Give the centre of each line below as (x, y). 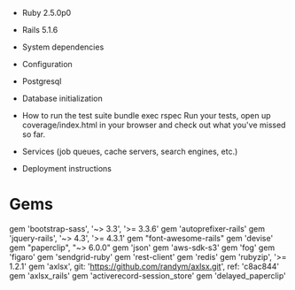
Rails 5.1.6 (40, 30)
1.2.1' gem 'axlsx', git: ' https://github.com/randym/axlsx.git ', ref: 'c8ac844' (144, 266)
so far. (34, 134)
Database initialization (62, 98)
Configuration (47, 64)
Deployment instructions (67, 168)
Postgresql (42, 81)
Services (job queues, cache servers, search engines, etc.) (130, 151)
